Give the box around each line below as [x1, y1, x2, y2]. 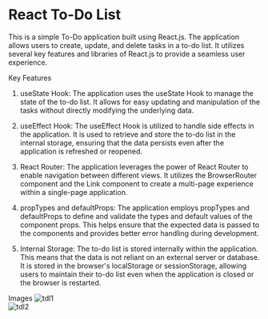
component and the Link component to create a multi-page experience [19, 178, 254, 189]
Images [8, 293, 34, 303]
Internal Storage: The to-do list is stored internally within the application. [19, 244, 258, 253]
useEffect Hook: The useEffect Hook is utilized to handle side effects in [19, 121, 254, 130]
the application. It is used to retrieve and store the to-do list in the [19, 130, 236, 139]
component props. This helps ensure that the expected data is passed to [19, 220, 260, 229]
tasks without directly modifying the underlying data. [19, 106, 194, 115]
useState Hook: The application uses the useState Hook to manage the [19, 88, 254, 98]
